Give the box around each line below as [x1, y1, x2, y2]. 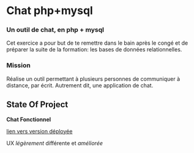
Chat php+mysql [6, 4, 93, 18]
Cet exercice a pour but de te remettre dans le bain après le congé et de [6, 39, 188, 47]
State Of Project [6, 99, 69, 110]
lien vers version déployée [6, 127, 73, 135]
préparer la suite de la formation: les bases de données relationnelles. [6, 46, 182, 53]
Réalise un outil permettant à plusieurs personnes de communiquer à [6, 75, 181, 83]
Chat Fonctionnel [6, 116, 51, 123]
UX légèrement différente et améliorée [6, 139, 103, 147]
